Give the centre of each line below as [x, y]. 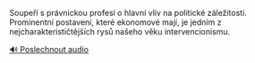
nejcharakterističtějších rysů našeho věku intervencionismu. [120, 31]
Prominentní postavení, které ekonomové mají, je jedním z [115, 22]
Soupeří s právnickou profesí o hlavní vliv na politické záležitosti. [128, 13]
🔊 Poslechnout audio [49, 49]
